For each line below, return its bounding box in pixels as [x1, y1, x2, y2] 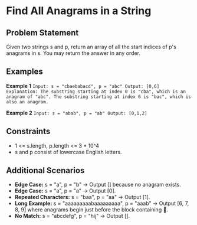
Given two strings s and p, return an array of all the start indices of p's [6, 43, 177, 50]
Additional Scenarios [6, 165, 85, 175]
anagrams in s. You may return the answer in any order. [6, 50, 140, 57]
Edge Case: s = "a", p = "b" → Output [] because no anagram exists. [14, 181, 181, 188]
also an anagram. [6, 99, 49, 105]
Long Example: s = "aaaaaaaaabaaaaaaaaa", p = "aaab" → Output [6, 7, [14, 200, 189, 207]
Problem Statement [6, 28, 79, 38]
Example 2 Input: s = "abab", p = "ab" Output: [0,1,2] [6, 109, 147, 116]
